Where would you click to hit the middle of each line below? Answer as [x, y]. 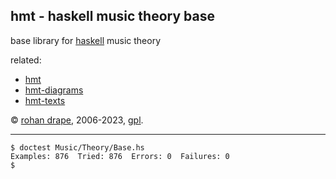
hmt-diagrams [54, 90]
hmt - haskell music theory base [112, 16]
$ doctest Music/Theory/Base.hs [77, 147]
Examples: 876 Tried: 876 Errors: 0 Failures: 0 [120, 156]
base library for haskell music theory [86, 40]
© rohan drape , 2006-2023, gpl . [77, 120]
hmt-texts [45, 100]
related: [26, 60]
